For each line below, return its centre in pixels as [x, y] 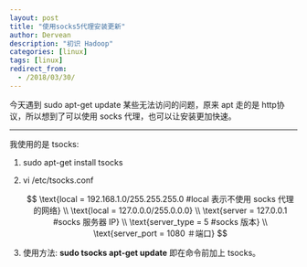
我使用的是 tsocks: [44, 144]
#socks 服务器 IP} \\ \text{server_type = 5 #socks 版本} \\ [160, 221]
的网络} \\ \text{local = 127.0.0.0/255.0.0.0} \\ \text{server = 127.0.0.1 [160, 210]
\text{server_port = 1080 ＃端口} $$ [160, 233]
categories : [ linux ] [49, 52]
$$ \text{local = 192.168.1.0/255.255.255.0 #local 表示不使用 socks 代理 [160, 198]
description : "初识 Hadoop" [62, 43]
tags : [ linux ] [37, 60]
